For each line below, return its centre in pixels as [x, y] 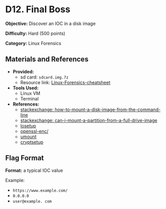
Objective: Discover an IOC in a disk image [50, 23]
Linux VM [30, 93]
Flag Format [25, 158]
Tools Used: [26, 88]
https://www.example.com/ [40, 190]
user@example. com [32, 201]
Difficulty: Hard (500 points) [35, 33]
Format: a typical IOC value [34, 170]
